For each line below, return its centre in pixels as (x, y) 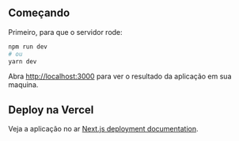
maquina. (23, 85)
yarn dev (23, 61)
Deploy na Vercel (51, 110)
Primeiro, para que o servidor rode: (65, 32)
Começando (39, 13)
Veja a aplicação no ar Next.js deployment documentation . (103, 129)
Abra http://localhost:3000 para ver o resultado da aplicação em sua (120, 76)
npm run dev (28, 47)
